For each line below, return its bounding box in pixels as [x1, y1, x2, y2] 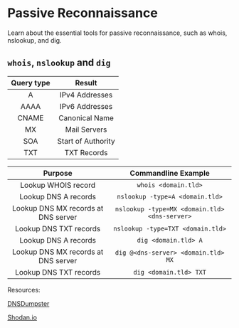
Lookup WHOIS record [20, 180, 96, 190]
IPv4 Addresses [59, 90, 113, 100]
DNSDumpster [7, 299, 50, 307]
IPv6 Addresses [59, 101, 113, 111]
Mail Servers [65, 125, 107, 134]
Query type [11, 78, 51, 88]
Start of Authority [57, 136, 115, 146]
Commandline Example [129, 168, 210, 178]
